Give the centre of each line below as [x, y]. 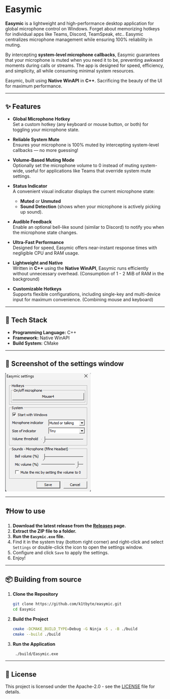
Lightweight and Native [38, 263]
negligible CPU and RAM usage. [46, 253]
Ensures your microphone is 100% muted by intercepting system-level [86, 145]
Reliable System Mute [36, 139]
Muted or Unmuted [40, 201]
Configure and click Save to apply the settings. [61, 553]
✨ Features [23, 107]
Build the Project [30, 619]
